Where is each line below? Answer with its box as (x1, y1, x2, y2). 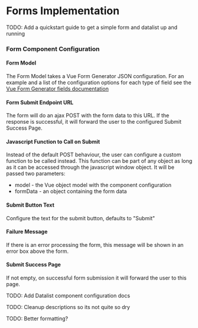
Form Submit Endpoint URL (6, 99, 74, 106)
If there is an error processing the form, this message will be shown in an (6, 241, 184, 248)
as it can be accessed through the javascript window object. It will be (6, 164, 174, 171)
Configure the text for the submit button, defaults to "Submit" (6, 214, 155, 221)
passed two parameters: (6, 170, 66, 177)
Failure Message (6, 228, 48, 235)
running (6, 30, 25, 37)
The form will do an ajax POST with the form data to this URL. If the (6, 112, 170, 119)
